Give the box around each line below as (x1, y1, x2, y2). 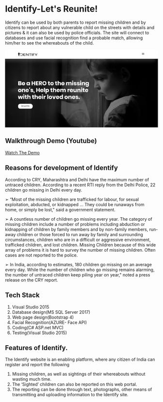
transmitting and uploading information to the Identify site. (12, 392, 129, 398)
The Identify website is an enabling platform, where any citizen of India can (5, 356, 155, 362)
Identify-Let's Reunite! (5, 3, 98, 15)
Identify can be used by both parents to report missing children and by (5, 19, 147, 25)
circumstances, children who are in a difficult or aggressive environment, (5, 237, 151, 242)
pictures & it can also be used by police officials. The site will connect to (5, 30, 149, 35)
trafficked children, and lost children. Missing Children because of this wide (5, 241, 156, 248)
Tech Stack (5, 291, 40, 299)
